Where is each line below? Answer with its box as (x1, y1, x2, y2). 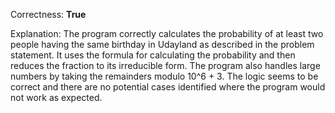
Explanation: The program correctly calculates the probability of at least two (10, 28, 324, 39)
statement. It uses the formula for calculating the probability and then (10, 49, 296, 61)
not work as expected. (10, 92, 103, 103)
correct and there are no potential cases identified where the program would (10, 81, 326, 93)
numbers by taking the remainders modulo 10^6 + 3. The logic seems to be (10, 70, 319, 82)
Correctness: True (10, 9, 87, 20)
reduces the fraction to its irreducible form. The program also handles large (10, 60, 321, 71)
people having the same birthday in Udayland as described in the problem (10, 39, 315, 50)
